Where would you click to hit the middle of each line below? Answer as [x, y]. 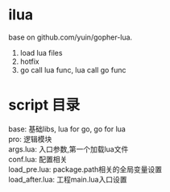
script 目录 [44, 105]
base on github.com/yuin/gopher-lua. [70, 37]
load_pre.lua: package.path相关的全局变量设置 [85, 169]
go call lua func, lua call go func [73, 69]
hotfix [29, 61]
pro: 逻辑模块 [30, 139]
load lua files [41, 52]
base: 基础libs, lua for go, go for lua [67, 129]
